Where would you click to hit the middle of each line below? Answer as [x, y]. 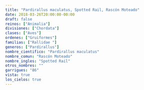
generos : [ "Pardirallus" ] [32, 47]
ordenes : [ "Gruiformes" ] [31, 38]
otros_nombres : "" [24, 65]
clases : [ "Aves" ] [23, 33]
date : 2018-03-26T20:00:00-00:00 [40, 14]
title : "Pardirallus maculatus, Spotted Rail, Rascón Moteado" [72, 10]
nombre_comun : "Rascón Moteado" [39, 56]
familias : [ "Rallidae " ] [31, 42]
